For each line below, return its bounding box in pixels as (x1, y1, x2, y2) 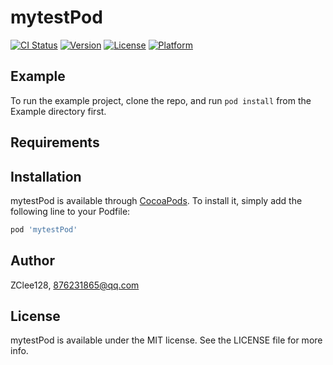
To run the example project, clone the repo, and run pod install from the (10, 94, 312, 106)
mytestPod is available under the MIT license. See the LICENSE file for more (10, 334, 323, 346)
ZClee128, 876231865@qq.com (10, 279, 140, 291)
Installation (10, 168, 82, 185)
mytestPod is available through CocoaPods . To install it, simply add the (10, 194, 303, 206)
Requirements (10, 134, 100, 151)
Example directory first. (10, 105, 107, 117)
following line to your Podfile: (10, 205, 131, 217)
